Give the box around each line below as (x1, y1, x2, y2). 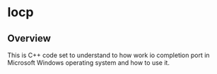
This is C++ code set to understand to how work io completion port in (7, 51, 210, 59)
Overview (7, 32, 52, 44)
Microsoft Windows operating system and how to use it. (7, 58, 170, 67)
